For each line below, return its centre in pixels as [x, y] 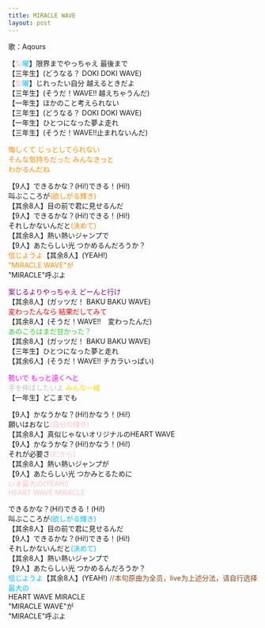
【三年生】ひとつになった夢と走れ [64, 351]
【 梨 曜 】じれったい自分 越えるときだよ [72, 83]
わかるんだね [29, 169]
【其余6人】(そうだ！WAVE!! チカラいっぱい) [81, 361]
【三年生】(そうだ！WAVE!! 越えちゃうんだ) [79, 93]
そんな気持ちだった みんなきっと [61, 159]
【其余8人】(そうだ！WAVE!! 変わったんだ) [80, 321]
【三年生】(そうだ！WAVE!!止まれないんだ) [78, 132]
